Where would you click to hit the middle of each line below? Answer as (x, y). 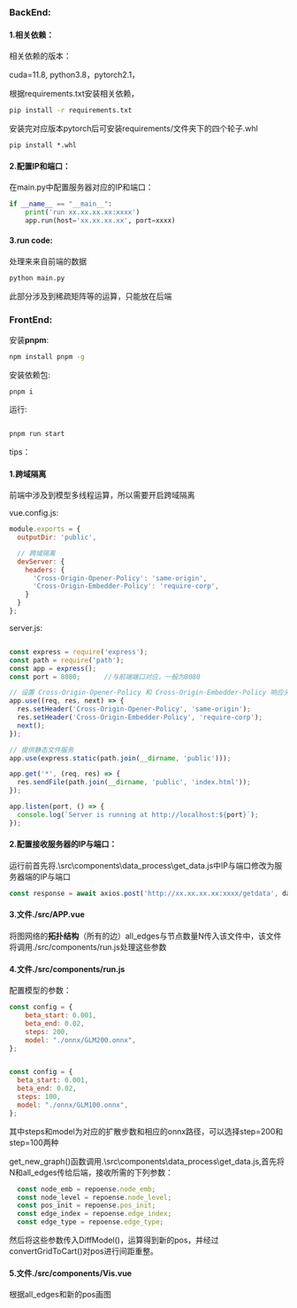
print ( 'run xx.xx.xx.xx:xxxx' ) (83, 213)
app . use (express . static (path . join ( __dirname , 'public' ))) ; (120, 758)
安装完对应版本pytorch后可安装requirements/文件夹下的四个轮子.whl (133, 128)
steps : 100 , (39, 1097)
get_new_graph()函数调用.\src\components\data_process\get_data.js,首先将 (147, 1161)
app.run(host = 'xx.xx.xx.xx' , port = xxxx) (100, 220)
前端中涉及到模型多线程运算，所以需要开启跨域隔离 (102, 495)
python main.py (37, 278)
